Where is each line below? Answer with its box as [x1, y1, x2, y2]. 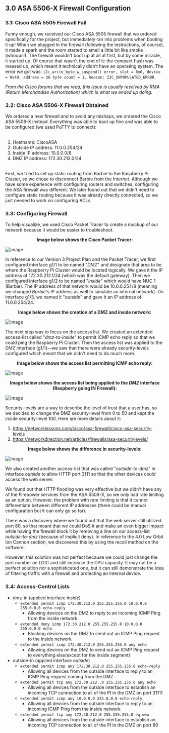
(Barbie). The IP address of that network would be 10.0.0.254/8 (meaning [5, 283, 157, 289]
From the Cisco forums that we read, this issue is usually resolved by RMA [5, 84, 160, 90]
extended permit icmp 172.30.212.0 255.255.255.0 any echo [20, 642, 147, 647]
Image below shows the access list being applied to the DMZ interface [10, 380, 160, 386]
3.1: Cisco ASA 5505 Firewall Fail [5, 19, 87, 26]
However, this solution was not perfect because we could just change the [5, 554, 158, 560]
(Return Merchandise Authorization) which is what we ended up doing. [5, 89, 153, 95]
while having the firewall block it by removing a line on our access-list [5, 528, 150, 534]
